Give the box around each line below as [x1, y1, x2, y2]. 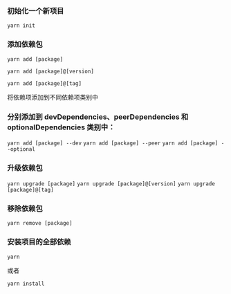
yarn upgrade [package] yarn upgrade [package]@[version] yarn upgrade [7, 181, 216, 187]
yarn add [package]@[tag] [7, 80, 82, 87]
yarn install [7, 280, 45, 287]
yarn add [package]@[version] [7, 68, 95, 75]
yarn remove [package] [7, 220, 73, 227]
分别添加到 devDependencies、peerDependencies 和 [7, 112, 189, 122]
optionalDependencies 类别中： [7, 122, 115, 132]
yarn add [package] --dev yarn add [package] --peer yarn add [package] [7, 140, 219, 147]
